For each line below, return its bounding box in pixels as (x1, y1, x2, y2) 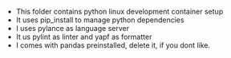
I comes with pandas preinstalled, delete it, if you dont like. (15, 41, 211, 50)
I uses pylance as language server (15, 24, 130, 33)
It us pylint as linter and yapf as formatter (15, 32, 152, 41)
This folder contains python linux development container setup (15, 7, 224, 16)
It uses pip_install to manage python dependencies (15, 15, 184, 25)
